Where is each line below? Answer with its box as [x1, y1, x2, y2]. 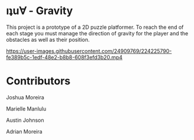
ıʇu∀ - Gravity [6, 4, 73, 18]
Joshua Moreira [6, 94, 44, 101]
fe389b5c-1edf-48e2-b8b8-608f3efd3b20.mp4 [6, 54, 123, 61]
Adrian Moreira [6, 128, 42, 135]
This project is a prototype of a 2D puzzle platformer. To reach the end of [6, 24, 184, 31]
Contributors [6, 75, 71, 88]
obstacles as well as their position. [6, 36, 90, 43]
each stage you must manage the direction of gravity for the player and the [6, 29, 189, 36]
